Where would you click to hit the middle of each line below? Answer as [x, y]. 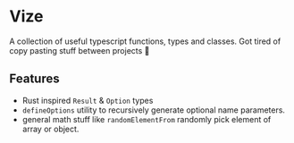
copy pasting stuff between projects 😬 [80, 50]
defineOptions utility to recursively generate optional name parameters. [154, 110]
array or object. [50, 129]
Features [34, 79]
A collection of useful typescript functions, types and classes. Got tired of [145, 41]
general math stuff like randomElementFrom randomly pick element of [147, 119]
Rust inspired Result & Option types [88, 100]
